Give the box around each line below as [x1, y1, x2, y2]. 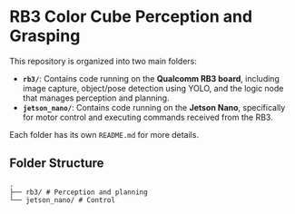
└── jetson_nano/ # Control [9, 195, 116, 205]
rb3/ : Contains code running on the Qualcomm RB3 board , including [22, 73, 280, 83]
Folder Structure [9, 156, 104, 171]
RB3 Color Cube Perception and [9, 6, 252, 27]
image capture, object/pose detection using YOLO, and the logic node [22, 83, 284, 93]
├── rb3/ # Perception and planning [9, 188, 148, 197]
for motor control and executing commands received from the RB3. [22, 112, 274, 122]
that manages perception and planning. [22, 92, 170, 103]
